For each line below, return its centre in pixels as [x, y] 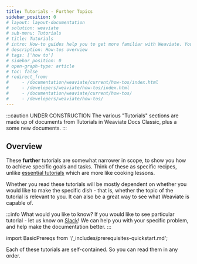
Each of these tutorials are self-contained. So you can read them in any [92, 249]
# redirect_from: [27, 77]
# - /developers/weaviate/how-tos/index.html [68, 88]
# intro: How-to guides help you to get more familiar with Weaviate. [94, 45]
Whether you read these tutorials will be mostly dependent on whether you [96, 184]
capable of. [20, 203]
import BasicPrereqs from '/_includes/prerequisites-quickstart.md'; [87, 238]
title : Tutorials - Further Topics [50, 11]
